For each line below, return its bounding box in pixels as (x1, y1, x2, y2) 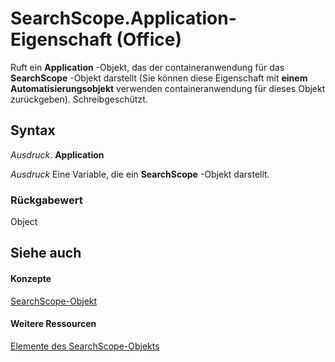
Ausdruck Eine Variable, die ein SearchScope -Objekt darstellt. (10, 168, 270, 180)
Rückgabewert (10, 193, 83, 207)
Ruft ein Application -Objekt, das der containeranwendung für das (10, 61, 285, 73)
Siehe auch (10, 245, 82, 262)
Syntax (10, 122, 56, 139)
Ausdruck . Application (10, 148, 105, 161)
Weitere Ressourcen (10, 318, 97, 330)
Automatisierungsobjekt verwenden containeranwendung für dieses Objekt (10, 82, 326, 94)
